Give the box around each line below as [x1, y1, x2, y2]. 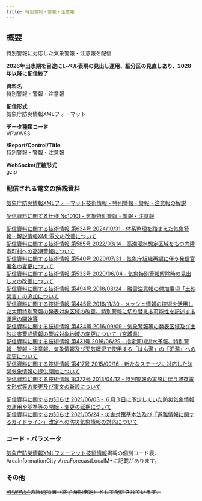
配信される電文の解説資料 [6, 185, 81, 193]
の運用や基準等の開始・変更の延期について [6, 403, 112, 410]
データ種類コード [6, 123, 49, 131]
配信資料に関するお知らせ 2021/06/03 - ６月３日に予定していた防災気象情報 [6, 395, 195, 403]
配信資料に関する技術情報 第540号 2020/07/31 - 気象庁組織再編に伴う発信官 [6, 255, 195, 262]
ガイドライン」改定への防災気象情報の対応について [11, 418, 138, 425]
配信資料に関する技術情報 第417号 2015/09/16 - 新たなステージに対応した [6, 360, 188, 367]
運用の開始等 [6, 315, 38, 322]
